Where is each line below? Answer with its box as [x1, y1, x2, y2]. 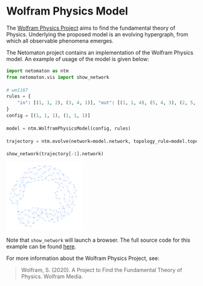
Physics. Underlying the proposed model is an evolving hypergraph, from [6, 30, 188, 38]
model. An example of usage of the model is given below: [6, 55, 149, 62]
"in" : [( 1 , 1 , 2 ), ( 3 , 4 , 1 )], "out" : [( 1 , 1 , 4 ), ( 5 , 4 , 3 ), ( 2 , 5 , [17, 100, 196, 106]
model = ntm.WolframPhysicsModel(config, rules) [6, 125, 131, 131]
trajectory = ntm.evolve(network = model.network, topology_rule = [6, 138, 172, 144]
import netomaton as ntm [6, 68, 69, 74]
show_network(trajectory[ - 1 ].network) [6, 151, 104, 157]
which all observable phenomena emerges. [6, 37, 114, 44]
